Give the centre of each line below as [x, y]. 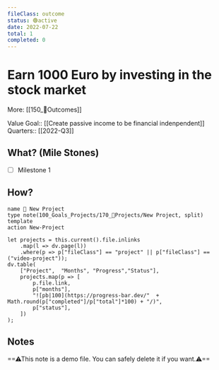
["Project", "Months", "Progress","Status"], [90, 270]
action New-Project [36, 227]
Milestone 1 [34, 169]
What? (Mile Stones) [53, 153]
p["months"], [52, 289]
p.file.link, [52, 283]
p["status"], [52, 308]
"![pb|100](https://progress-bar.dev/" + [96, 295]
